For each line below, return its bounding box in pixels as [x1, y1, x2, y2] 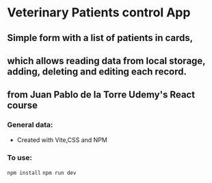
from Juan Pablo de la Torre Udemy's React [7, 89, 196, 100]
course [7, 100, 38, 111]
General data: [7, 120, 53, 130]
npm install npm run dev [7, 169, 77, 176]
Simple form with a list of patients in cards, [7, 32, 194, 44]
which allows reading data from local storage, [7, 55, 206, 66]
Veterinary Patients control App [7, 5, 191, 20]
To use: [7, 152, 33, 162]
